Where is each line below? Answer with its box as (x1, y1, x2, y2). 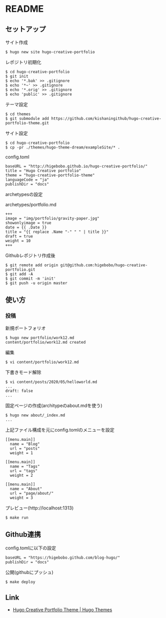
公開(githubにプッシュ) (5, 569, 54, 575)
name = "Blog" (10, 441, 40, 446)
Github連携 (5, 530, 41, 539)
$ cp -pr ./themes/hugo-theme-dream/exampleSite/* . (5, 145, 120, 150)
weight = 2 (10, 473, 33, 478)
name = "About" (10, 486, 43, 492)
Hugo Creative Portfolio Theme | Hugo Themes (12, 607, 113, 613)
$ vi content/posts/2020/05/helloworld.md (5, 379, 97, 385)
